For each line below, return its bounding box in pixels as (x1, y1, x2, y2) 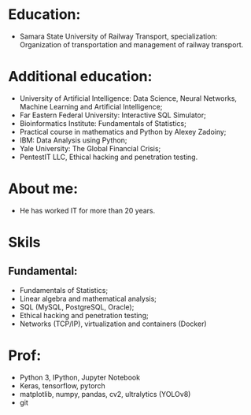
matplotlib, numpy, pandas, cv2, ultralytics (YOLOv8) (19, 389, 191, 398)
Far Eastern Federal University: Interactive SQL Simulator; (19, 110, 206, 120)
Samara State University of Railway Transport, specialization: (19, 31, 218, 41)
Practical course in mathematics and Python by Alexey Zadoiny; (19, 127, 227, 136)
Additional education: (8, 68, 153, 86)
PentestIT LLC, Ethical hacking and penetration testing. (19, 152, 198, 161)
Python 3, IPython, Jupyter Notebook (19, 372, 140, 382)
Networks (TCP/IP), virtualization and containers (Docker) (19, 319, 207, 328)
